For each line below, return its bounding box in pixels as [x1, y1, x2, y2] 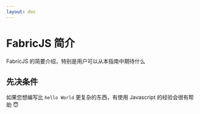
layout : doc [6, 8, 36, 15]
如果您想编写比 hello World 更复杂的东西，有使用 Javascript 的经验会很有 [6, 94, 189, 101]
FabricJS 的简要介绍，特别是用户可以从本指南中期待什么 [6, 58, 146, 65]
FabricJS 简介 [6, 37, 75, 50]
